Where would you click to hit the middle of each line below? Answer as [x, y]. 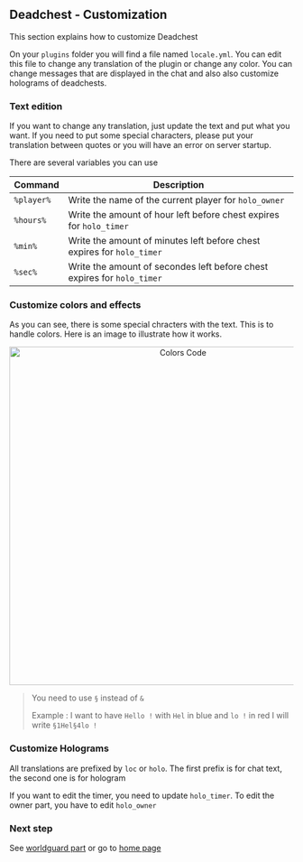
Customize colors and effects [75, 305]
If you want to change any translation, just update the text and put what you [150, 126]
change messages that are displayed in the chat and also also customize [144, 73]
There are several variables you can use [84, 162]
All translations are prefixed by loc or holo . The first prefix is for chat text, [146, 768]
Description [179, 185]
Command [37, 185]
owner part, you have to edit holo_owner [83, 805]
